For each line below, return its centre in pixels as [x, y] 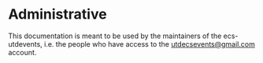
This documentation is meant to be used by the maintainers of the [115, 36]
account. [22, 52]
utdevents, [26, 44]
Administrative [58, 14]
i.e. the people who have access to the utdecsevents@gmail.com [150, 44]
